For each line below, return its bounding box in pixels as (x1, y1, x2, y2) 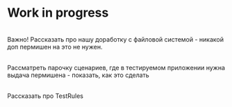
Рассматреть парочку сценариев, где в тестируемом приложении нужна (7, 63, 226, 72)
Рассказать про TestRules (7, 92, 83, 100)
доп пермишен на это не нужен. (7, 42, 103, 51)
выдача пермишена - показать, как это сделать (7, 71, 149, 79)
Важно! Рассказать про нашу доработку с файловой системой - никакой (7, 35, 224, 43)
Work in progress (7, 5, 109, 21)
